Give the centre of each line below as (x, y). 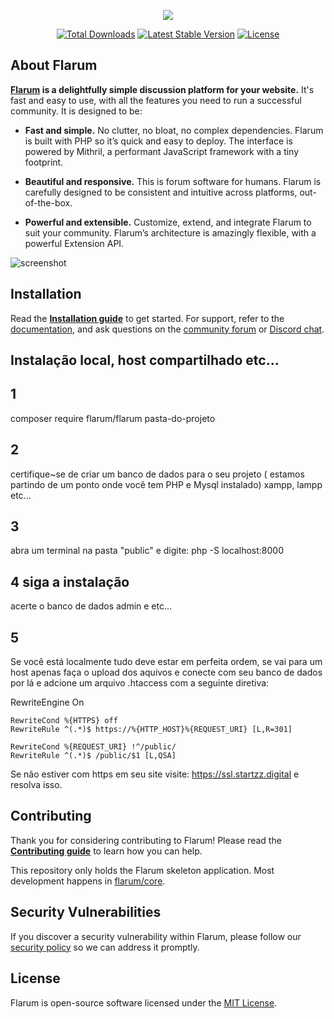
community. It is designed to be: (76, 111)
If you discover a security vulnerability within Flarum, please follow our (156, 936)
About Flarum (54, 65)
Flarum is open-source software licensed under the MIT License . (144, 1002)
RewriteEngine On (47, 702)
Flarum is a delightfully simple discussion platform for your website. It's (162, 89)
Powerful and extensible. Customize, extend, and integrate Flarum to (168, 222)
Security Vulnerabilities (86, 912)
